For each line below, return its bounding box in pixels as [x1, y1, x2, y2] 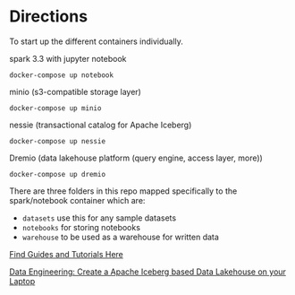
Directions [9, 6, 88, 27]
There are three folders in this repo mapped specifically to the [9, 186, 238, 196]
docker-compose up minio [9, 103, 102, 113]
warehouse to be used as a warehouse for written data [21, 231, 219, 242]
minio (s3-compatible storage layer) [9, 86, 141, 97]
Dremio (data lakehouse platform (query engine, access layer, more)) [9, 152, 264, 163]
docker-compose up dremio [9, 169, 105, 178]
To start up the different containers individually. [9, 36, 183, 47]
